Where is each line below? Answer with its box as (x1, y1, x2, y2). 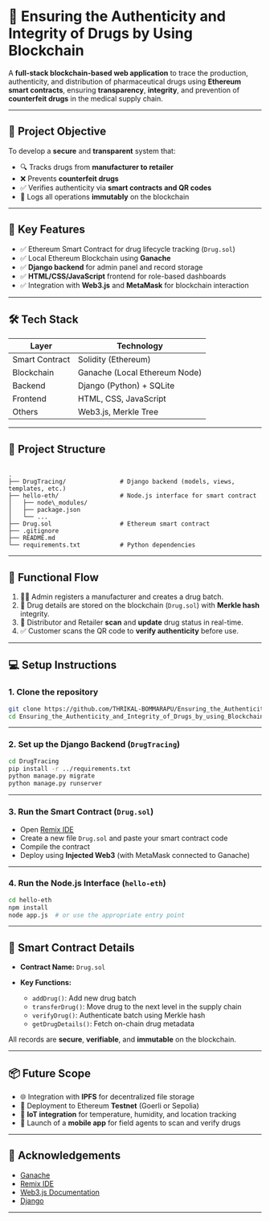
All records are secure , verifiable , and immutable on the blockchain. (8, 1034, 237, 1045)
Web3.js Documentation (19, 1187, 100, 1197)
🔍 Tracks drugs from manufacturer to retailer (19, 162, 174, 171)
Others (12, 406, 39, 418)
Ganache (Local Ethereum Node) (77, 367, 202, 378)
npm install (8, 903, 48, 912)
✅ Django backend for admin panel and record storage (19, 262, 203, 272)
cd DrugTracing (8, 757, 59, 765)
